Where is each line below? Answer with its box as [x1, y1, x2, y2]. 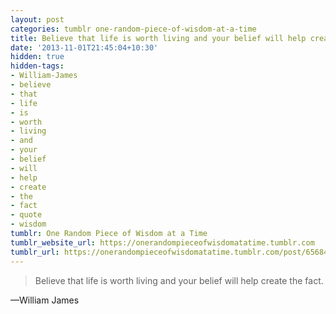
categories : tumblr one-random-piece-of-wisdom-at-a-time [10, 24, 257, 34]
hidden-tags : [10, 61, 65, 71]
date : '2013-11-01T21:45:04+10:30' [10, 42, 159, 53]
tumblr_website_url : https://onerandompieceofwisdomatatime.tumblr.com [10, 237, 315, 248]
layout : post [10, 14, 65, 25]
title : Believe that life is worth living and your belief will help [10, 33, 307, 43]
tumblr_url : [10, 247, 60, 257]
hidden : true [10, 52, 65, 62]
